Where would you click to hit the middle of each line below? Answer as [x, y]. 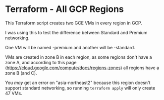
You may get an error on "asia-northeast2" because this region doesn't [78, 83]
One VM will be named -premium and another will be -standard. [70, 47]
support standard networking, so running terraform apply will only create [80, 88]
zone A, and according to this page [41, 62]
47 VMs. [14, 93]
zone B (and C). [21, 73]
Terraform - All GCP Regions [64, 9]
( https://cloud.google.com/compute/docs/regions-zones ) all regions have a [82, 68]
